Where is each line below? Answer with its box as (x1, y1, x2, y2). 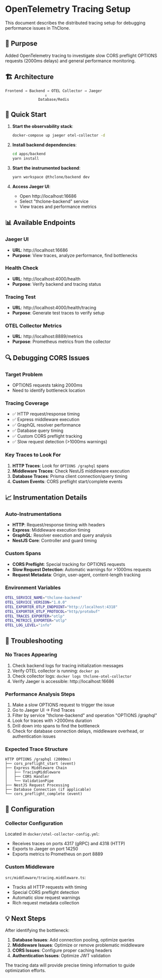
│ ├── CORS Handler (5, 774, 50, 779)
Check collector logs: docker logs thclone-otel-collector (12, 673, 132, 679)
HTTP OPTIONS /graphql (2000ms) (5, 757, 71, 762)
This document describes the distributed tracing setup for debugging (5, 20, 146, 26)
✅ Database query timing (12, 427, 64, 433)
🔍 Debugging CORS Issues (5, 353, 90, 362)
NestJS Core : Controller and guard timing (12, 538, 97, 544)
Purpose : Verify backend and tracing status (12, 281, 101, 287)
